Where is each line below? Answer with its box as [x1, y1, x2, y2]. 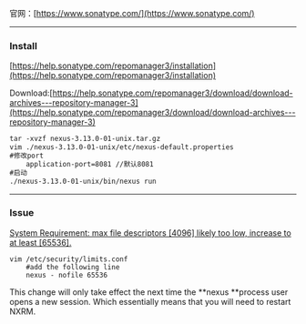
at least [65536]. [9, 237, 72, 248]
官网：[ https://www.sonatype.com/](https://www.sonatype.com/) [9, 8, 255, 18]
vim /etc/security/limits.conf [9, 254, 128, 264]
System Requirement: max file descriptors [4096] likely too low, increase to [9, 227, 291, 238]
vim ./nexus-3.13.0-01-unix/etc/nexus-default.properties [9, 143, 234, 152]
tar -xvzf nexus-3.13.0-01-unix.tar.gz [9, 135, 161, 144]
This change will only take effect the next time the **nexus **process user [9, 286, 289, 298]
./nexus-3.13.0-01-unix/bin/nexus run [9, 177, 157, 186]
